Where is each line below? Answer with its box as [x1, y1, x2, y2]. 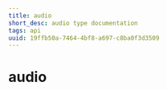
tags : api [8, 26, 42, 34]
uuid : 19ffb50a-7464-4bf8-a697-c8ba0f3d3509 [8, 33, 160, 42]
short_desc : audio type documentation [8, 19, 138, 27]
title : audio [8, 11, 52, 20]
